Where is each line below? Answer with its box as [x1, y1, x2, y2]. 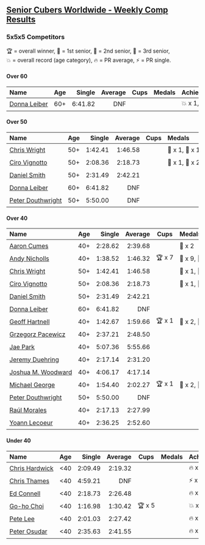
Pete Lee [9, 514, 35, 523]
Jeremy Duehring [9, 355, 59, 364]
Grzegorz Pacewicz [9, 330, 66, 339]
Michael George [9, 380, 56, 389]
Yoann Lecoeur [9, 418, 53, 427]
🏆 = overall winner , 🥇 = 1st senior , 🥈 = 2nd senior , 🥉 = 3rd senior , [6, 47, 170, 55]
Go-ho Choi [9, 502, 44, 510]
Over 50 [6, 118, 27, 126]
